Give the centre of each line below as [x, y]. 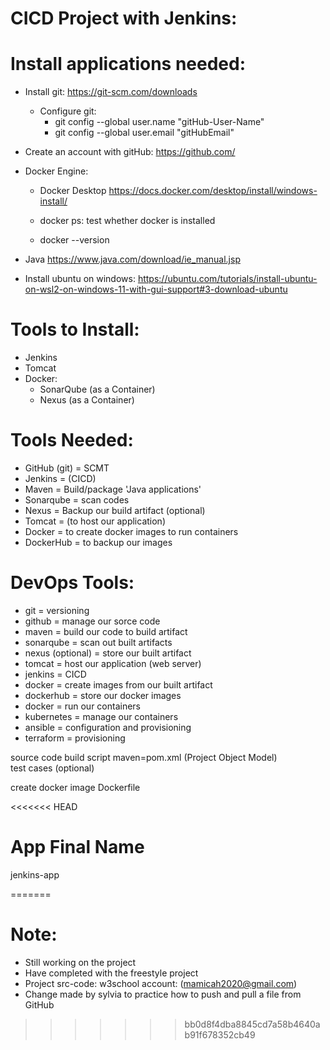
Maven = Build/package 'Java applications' [113, 489]
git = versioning [57, 610]
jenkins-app [35, 874]
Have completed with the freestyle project [111, 973]
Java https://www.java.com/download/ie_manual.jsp [132, 259]
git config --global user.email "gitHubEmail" [144, 133]
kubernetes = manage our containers [101, 716]
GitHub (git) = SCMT [67, 468]
